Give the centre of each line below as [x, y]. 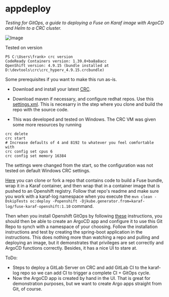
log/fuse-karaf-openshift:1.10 [38, 206]
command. [83, 206]
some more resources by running [47, 124]
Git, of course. [27, 289]
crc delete [17, 134]
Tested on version [24, 47]
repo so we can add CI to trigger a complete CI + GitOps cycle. [86, 273]
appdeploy [28, 9]
